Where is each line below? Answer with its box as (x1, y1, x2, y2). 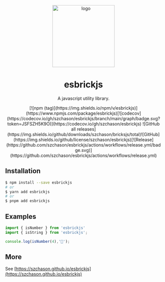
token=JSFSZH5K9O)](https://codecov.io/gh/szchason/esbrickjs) (7, 121, 142, 127)
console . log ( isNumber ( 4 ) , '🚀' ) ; (5, 239, 70, 244)
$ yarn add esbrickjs (5, 189, 50, 194)
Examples (5, 212, 36, 220)
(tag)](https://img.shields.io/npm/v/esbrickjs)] (44, 105, 138, 111)
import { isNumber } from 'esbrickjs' (5, 225, 85, 230)
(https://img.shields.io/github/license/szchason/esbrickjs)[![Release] (13, 137, 154, 142)
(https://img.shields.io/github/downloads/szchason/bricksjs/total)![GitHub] (7, 131, 160, 137)
